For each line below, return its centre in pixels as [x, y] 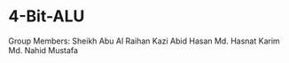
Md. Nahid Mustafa [43, 50]
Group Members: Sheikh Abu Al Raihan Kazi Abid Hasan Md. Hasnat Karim [144, 41]
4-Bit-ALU [47, 16]
